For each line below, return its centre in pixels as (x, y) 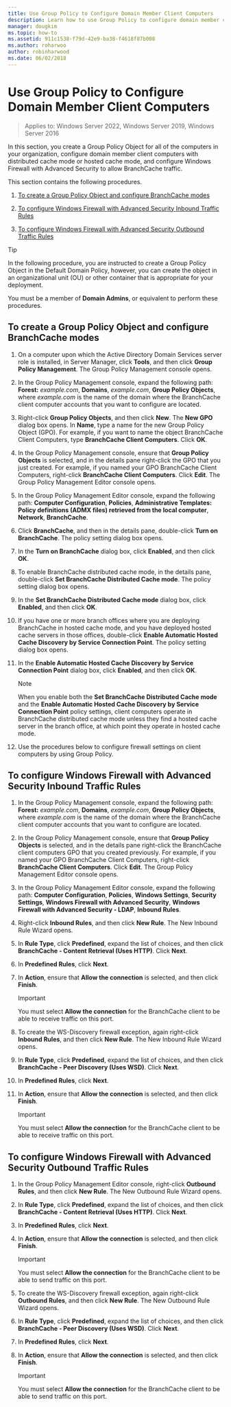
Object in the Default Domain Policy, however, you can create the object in (113, 270)
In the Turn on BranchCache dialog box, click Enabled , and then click (116, 551)
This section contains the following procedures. (75, 181)
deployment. (25, 285)
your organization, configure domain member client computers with (103, 154)
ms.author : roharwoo (37, 45)
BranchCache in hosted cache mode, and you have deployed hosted (114, 628)
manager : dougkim (33, 26)
